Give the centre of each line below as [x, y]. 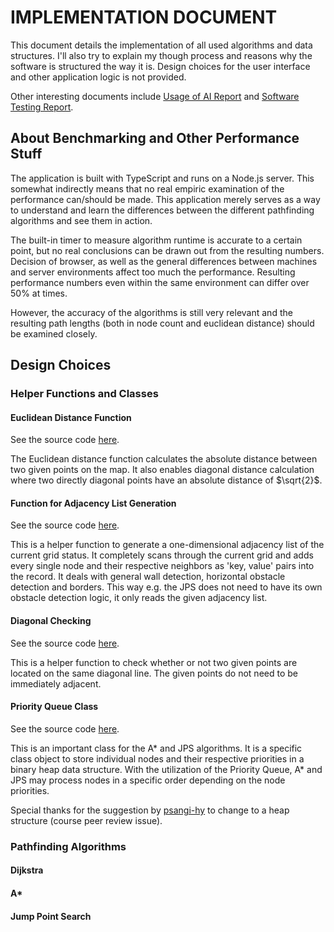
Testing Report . [42, 107]
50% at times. [39, 293]
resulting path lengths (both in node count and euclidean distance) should [162, 323]
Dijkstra [27, 870]
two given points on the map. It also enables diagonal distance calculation [162, 470]
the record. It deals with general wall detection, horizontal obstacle [148, 577]
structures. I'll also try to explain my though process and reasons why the [161, 55]
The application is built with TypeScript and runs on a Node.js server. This [162, 178]
